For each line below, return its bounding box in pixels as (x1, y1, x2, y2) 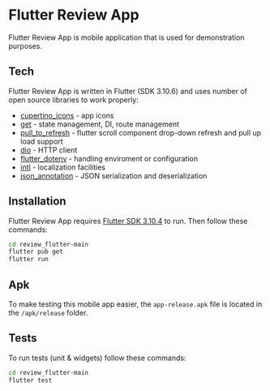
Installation (8, 195, 66, 208)
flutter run (8, 256, 49, 264)
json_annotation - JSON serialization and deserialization (19, 170, 208, 180)
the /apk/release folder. (8, 308, 88, 317)
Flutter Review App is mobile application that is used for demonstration (8, 32, 245, 42)
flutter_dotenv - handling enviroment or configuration (19, 153, 199, 163)
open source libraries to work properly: (8, 95, 139, 105)
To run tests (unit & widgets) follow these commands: (8, 353, 186, 363)
